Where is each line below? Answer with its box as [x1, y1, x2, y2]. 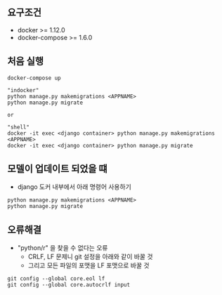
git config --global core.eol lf [7, 275, 105, 282]
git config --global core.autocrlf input [7, 282, 131, 289]
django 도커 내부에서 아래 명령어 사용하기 [17, 183, 131, 191]
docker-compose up [7, 74, 61, 81]
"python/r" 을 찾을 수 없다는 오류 [17, 244, 108, 252]
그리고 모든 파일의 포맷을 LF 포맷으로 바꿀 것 [27, 261, 150, 270]
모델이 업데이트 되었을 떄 [7, 163, 107, 175]
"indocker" [7, 86, 39, 93]
